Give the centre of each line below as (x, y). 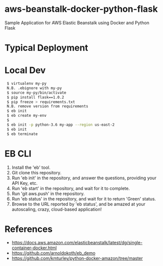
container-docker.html (34, 248)
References (28, 229)
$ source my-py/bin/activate (37, 93)
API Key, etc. (25, 183)
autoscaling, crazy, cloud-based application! (57, 209)
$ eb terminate (22, 134)
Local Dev (25, 70)
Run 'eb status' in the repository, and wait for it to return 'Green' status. (84, 199)
